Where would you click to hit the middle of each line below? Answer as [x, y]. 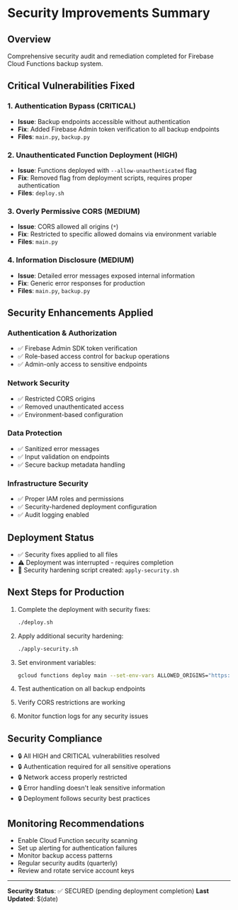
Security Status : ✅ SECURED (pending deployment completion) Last [108, 891]
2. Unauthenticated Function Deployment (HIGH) [93, 155]
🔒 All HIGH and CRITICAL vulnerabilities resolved [89, 756]
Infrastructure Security [48, 483]
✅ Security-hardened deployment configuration [87, 507]
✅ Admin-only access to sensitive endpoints [82, 364]
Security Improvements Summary [109, 13]
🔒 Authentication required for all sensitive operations [94, 767]
